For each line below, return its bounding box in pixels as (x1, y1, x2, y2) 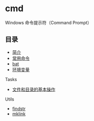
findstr (12, 105, 26, 111)
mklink (12, 111, 26, 117)
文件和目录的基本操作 (12, 86, 55, 92)
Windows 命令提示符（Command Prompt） (5, 20, 92, 25)
